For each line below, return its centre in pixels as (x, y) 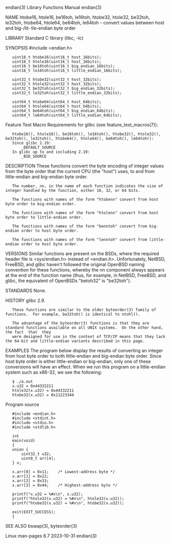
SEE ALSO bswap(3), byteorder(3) (41, 526)
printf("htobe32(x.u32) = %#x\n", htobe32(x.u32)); (68, 503)
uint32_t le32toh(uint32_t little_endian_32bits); (67, 93)
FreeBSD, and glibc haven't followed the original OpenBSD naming (75, 264)
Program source (22, 404)
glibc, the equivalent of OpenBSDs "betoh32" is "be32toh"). (68, 281)
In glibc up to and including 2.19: (51, 152)
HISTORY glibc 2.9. (26, 300)
